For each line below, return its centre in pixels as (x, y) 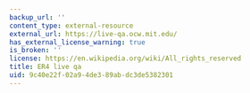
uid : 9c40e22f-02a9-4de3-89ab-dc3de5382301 (92, 75)
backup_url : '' (37, 17)
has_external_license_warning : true (77, 42)
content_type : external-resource (71, 26)
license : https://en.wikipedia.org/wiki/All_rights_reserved (125, 58)
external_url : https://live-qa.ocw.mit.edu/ (93, 34)
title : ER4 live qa (46, 67)
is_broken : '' (36, 50)
